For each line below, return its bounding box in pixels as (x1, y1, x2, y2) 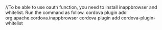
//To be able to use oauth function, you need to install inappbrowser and (5, 4, 157, 10)
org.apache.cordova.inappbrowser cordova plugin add (5, 15, 120, 20)
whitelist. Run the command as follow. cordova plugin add (5, 9, 127, 15)
